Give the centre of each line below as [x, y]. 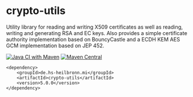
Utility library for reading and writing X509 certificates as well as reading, [94, 27]
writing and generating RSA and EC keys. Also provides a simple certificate [97, 33]
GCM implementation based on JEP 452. [55, 46]
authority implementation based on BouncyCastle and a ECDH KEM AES [93, 39]
